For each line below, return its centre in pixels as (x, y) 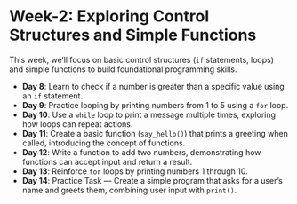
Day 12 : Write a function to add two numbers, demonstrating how (141, 152)
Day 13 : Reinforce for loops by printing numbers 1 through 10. (135, 171)
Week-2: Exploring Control (109, 16)
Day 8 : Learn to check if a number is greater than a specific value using (153, 86)
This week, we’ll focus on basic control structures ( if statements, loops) (141, 59)
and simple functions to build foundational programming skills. (123, 69)
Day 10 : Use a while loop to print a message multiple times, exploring (149, 114)
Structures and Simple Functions (133, 35)
